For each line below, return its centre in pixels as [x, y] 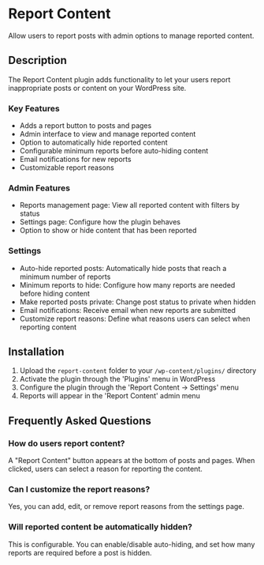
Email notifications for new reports [75, 160]
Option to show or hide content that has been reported [108, 231]
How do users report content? [67, 443]
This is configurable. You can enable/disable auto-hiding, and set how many [132, 544]
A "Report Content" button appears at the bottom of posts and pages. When [132, 461]
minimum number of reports [65, 277]
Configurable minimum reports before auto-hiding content [114, 151]
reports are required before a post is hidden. [80, 552]
